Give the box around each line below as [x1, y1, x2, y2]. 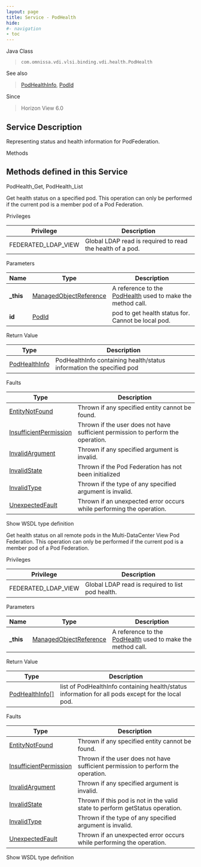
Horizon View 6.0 [20, 104, 64, 112]
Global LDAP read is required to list [84, 580, 183, 589]
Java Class [6, 47, 33, 55]
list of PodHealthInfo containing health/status [59, 682, 187, 691]
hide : [6, 20, 20, 26]
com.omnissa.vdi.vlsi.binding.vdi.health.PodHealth [20, 59, 153, 65]
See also [6, 70, 28, 77]
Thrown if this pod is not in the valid [77, 796, 178, 805]
